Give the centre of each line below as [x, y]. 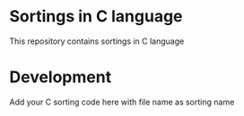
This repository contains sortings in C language [97, 41]
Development [61, 77]
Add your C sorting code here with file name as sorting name [122, 102]
